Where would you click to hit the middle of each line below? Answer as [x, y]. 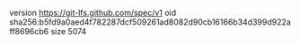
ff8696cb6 [29, 31]
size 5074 [69, 31]
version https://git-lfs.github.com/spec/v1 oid [93, 13]
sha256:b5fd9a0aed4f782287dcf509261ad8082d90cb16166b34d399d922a [150, 22]
